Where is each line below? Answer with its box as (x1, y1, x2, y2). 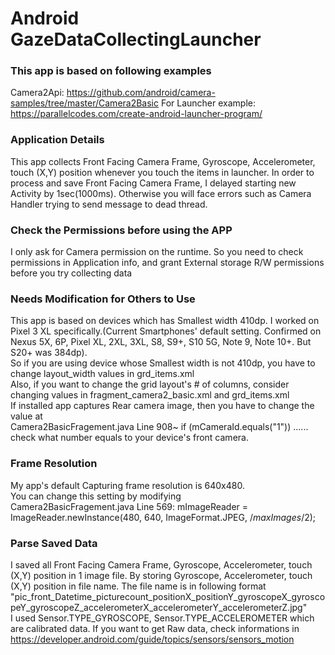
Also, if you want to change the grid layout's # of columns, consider (10, 378, 290, 391)
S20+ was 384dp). (10, 347, 88, 359)
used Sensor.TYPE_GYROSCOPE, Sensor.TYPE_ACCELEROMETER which (14, 612, 315, 624)
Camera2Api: (10, 87, 65, 99)
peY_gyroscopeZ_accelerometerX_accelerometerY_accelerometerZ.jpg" (10, 601, 308, 613)
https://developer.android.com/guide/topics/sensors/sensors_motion (10, 633, 295, 645)
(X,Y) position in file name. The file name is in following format (10, 580, 267, 592)
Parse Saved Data (10, 536, 98, 550)
